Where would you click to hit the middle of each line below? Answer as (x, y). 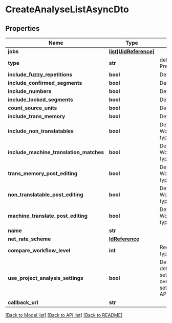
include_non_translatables (41, 131)
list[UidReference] (132, 51)
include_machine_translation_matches (56, 152)
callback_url (23, 302)
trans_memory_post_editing (43, 173)
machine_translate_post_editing (48, 216)
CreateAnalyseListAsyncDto (67, 9)
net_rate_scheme (29, 239)
